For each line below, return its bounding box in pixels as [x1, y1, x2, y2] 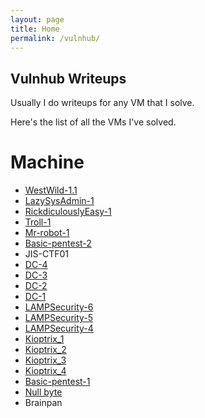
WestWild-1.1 [24, 184, 78, 196]
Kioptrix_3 [24, 354, 67, 366]
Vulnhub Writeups [10, 70, 127, 87]
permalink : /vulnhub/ [10, 33, 101, 43]
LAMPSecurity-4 [24, 322, 94, 335]
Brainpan [24, 397, 63, 409]
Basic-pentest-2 [24, 237, 92, 250]
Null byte [24, 386, 63, 398]
